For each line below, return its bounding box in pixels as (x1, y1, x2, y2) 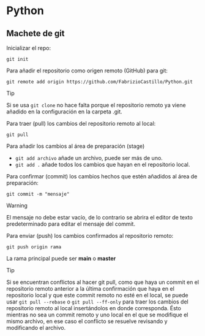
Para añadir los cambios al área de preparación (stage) (6, 142, 145, 150)
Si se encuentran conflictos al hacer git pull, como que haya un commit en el (6, 278, 199, 286)
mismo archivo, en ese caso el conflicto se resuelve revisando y (6, 318, 168, 325)
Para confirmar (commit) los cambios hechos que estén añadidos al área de (6, 173, 198, 180)
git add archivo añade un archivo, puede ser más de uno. (15, 155, 163, 161)
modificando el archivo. (6, 324, 66, 331)
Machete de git (6, 28, 65, 39)
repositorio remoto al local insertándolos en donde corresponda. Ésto (6, 305, 182, 311)
